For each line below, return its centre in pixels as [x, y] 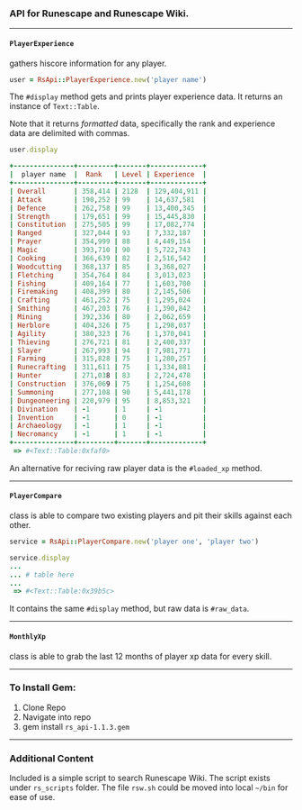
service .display [40, 558]
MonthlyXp [28, 637]
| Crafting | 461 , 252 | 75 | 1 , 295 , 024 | [108, 300]
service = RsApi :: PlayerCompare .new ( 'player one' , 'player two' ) [134, 542]
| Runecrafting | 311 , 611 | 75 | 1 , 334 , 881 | [108, 368]
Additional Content [52, 758]
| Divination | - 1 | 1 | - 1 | [108, 409]
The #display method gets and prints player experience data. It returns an [146, 96]
